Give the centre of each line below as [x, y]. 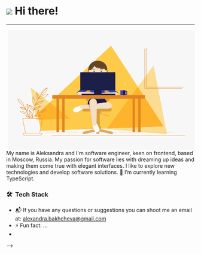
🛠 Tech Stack [28, 194]
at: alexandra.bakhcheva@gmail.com [60, 219]
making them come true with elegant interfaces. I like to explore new [91, 165]
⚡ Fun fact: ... [31, 225]
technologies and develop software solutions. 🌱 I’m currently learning [92, 172]
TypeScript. [20, 179]
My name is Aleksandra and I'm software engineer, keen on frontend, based [100, 153]
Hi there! [36, 11]
